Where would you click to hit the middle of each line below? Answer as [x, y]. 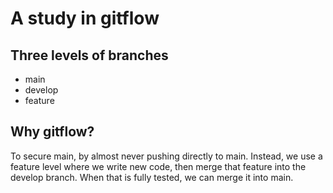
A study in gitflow [85, 18]
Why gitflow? [52, 132]
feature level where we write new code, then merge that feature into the [158, 166]
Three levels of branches [89, 55]
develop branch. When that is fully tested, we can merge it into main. [152, 177]
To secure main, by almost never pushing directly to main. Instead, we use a [166, 156]
